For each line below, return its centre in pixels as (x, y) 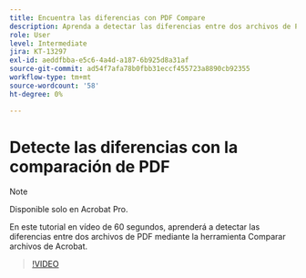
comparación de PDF (90, 166)
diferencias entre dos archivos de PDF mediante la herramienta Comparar (148, 237)
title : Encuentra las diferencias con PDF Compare (107, 18)
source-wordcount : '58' (55, 86)
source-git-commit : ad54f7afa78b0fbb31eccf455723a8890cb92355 (130, 69)
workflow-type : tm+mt (51, 77)
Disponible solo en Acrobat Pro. (69, 210)
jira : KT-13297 (38, 52)
